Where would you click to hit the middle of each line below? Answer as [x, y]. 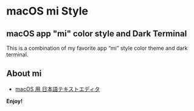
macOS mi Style [47, 11]
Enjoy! [15, 101]
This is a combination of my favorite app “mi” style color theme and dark [97, 48]
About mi [24, 74]
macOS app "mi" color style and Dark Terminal [97, 34]
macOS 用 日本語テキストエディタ [57, 89]
